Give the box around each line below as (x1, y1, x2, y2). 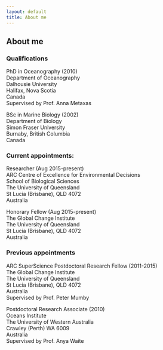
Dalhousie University (6, 81, 57, 88)
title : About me (6, 14, 47, 20)
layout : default (6, 8, 47, 15)
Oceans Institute (6, 312, 47, 319)
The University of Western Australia (6, 318, 94, 326)
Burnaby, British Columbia (6, 130, 70, 137)
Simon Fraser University (6, 124, 66, 131)
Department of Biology (6, 118, 62, 125)
